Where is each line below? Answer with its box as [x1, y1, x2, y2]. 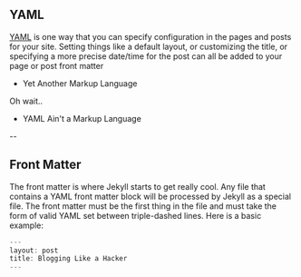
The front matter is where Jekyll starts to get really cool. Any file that [9, 181, 266, 192]
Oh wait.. [9, 95, 44, 106]
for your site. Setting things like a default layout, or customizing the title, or [9, 41, 288, 52]
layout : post [9, 245, 59, 255]
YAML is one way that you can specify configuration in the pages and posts [9, 31, 292, 42]
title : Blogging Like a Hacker [9, 254, 128, 263]
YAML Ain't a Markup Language [22, 113, 142, 124]
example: [9, 220, 44, 231]
